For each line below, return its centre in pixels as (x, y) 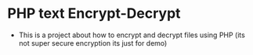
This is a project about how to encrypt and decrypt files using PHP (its (132, 35)
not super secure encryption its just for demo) (93, 43)
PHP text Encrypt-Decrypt (94, 14)
